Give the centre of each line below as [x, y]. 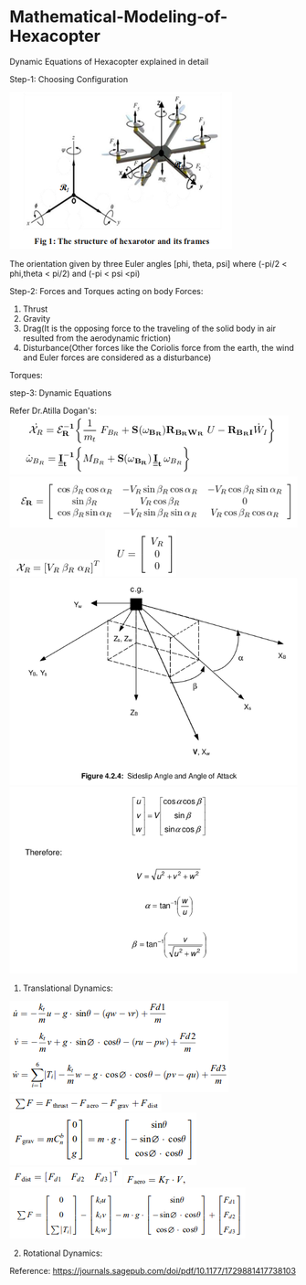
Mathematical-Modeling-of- [119, 17]
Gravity [37, 318]
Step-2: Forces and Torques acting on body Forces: [106, 291]
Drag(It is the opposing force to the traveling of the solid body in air [149, 328]
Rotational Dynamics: [63, 1253]
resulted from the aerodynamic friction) [97, 338]
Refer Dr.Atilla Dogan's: [53, 410]
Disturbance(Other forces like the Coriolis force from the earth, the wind [158, 347]
